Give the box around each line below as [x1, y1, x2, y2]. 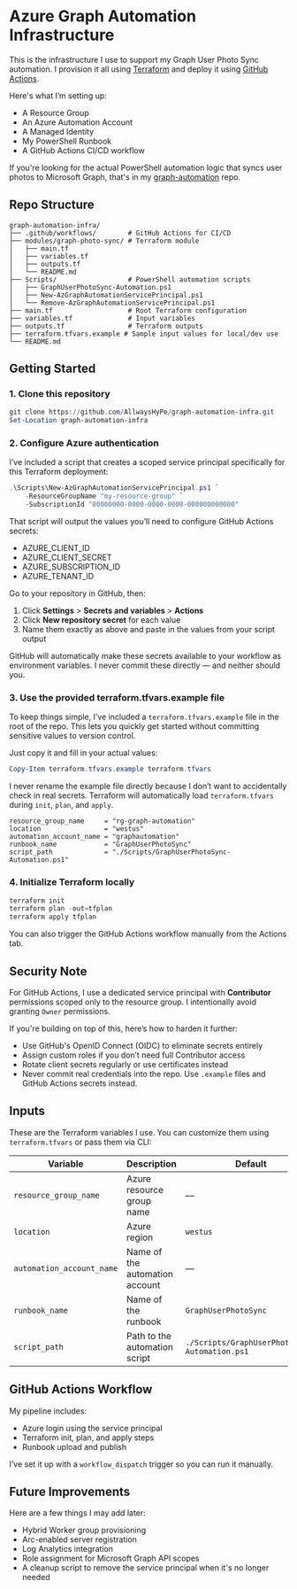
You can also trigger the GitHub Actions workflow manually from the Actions [9, 928, 287, 940]
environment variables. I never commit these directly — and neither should [9, 660, 281, 670]
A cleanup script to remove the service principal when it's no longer [21, 1562, 270, 1573]
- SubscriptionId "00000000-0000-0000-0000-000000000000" [25, 500, 240, 509]
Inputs [9, 1104, 46, 1119]
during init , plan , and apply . [9, 800, 114, 810]
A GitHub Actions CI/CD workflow [21, 144, 145, 156]
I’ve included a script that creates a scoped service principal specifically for [9, 457, 286, 468]
